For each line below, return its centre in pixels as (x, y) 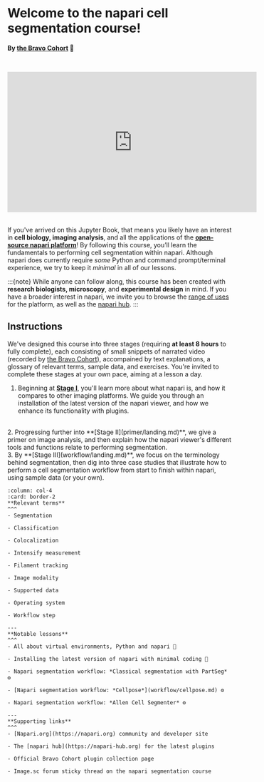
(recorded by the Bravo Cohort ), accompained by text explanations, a (109, 359)
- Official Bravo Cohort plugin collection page (81, 758)
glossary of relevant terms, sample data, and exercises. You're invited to (113, 366)
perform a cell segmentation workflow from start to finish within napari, (112, 470)
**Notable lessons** (38, 634)
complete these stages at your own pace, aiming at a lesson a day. (105, 374)
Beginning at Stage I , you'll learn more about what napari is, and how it (121, 388)
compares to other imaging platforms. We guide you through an (111, 395)
